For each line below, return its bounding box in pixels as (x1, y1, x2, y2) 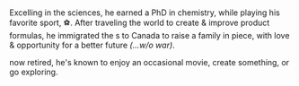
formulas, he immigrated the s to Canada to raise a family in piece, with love (9, 30, 290, 41)
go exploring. (9, 66, 58, 78)
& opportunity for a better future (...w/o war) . (9, 39, 175, 51)
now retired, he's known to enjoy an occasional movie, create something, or (9, 57, 290, 68)
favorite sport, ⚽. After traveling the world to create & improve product (9, 17, 270, 29)
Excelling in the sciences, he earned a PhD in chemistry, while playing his (9, 7, 280, 18)
